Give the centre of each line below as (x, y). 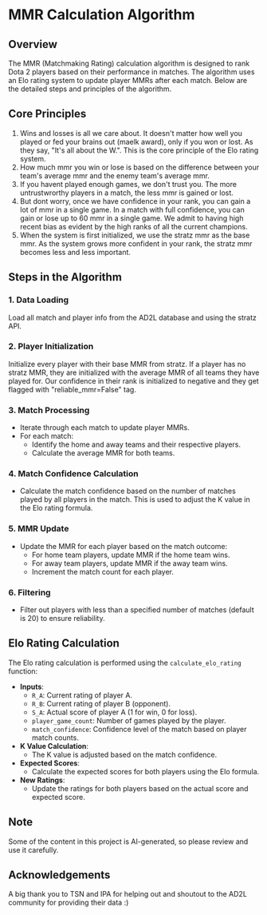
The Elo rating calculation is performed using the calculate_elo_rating (125, 662)
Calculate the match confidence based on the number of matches (128, 491)
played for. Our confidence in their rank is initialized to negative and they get (133, 380)
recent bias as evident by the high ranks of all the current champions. (134, 226)
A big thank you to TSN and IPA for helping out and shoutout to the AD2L (128, 894)
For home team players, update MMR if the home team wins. (131, 555)
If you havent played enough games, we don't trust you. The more (128, 184)
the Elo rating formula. (56, 508)
